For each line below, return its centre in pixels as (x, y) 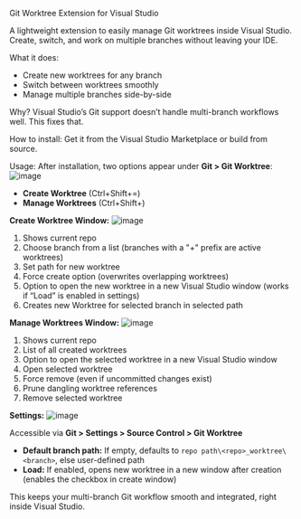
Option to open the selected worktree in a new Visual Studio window (150, 359)
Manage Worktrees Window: (65, 323)
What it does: (34, 57)
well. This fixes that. (47, 122)
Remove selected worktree (72, 398)
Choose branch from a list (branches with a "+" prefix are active (142, 247)
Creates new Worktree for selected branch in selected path (133, 305)
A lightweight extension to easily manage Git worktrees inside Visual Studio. (150, 30)
